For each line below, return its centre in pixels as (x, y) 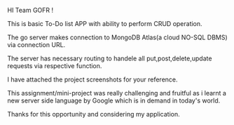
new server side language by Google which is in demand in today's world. (114, 100)
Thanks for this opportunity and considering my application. (94, 114)
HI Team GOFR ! (30, 10)
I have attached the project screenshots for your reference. (92, 79)
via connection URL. (36, 45)
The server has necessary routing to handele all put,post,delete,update (110, 58)
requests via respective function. (55, 66)
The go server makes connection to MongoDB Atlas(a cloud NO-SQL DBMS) (117, 37)
